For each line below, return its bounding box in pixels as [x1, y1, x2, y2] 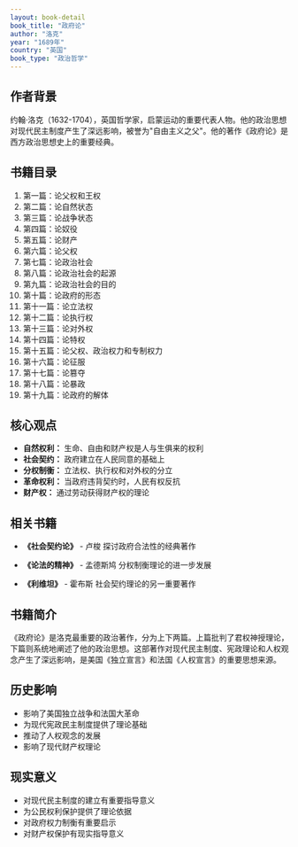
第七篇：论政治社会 [22, 256, 94, 267]
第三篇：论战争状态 [22, 212, 94, 222]
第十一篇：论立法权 [22, 300, 94, 311]
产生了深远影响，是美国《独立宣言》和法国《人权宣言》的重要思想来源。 [17, 655, 281, 665]
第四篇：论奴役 [22, 223, 78, 234]
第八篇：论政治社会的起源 [22, 268, 117, 278]
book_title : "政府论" [10, 21, 86, 30]
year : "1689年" [10, 37, 65, 47]
